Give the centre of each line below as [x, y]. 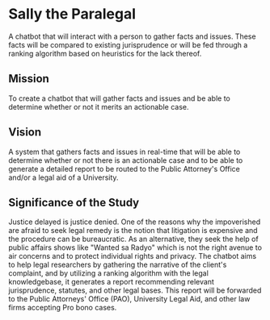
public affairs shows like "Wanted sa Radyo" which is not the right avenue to [135, 247]
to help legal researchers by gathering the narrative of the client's [118, 265]
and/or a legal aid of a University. [63, 177]
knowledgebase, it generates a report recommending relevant [111, 282]
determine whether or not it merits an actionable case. [99, 106]
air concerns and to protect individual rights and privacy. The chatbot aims [133, 256]
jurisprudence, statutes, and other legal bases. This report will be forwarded [135, 290]
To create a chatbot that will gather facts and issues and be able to [119, 98]
